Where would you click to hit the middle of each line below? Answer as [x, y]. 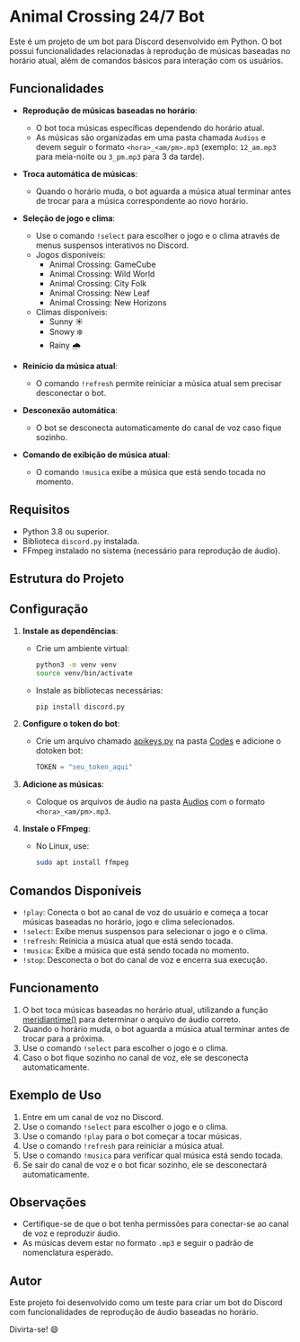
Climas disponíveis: [71, 312]
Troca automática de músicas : [80, 173]
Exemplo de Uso [55, 1095]
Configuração [49, 609]
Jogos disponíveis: [71, 254]
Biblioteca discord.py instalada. [81, 541]
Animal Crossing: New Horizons [108, 302]
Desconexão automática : [70, 410]
